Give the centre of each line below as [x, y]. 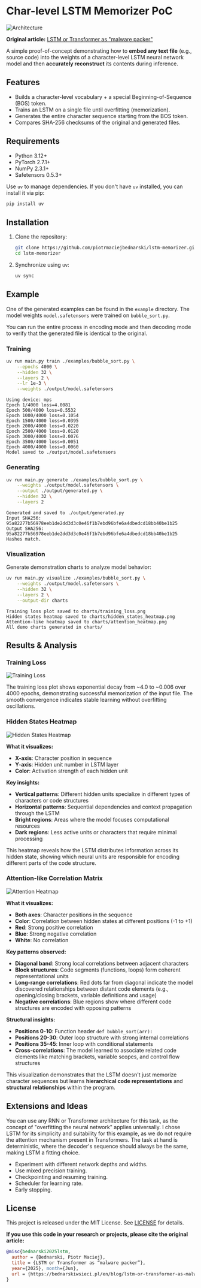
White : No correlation [42, 940]
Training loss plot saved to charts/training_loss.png [76, 611]
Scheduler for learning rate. [49, 1183]
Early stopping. [33, 1189]
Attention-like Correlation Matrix [55, 878]
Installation [28, 222]
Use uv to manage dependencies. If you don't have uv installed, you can [95, 186]
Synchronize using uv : [42, 265]
